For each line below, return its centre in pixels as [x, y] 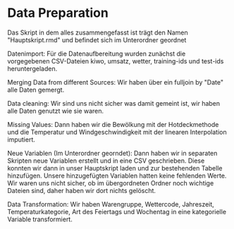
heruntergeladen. [32, 68]
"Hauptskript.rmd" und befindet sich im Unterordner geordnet [97, 39]
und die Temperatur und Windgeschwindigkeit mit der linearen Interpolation [117, 132]
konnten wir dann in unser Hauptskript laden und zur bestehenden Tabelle [115, 168]
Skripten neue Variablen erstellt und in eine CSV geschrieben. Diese [106, 161]
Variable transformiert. [40, 219]
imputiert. [21, 140]
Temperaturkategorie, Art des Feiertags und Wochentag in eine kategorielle [117, 211]
